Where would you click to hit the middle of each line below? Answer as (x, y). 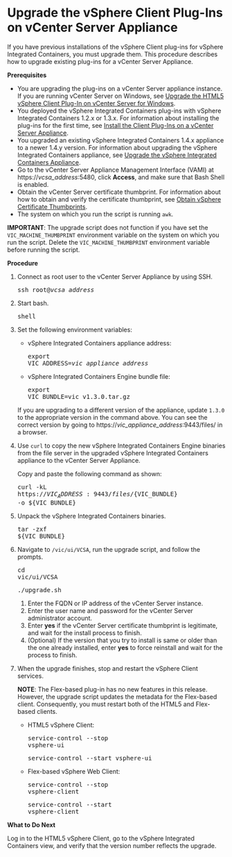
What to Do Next (31, 824)
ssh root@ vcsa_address (56, 289)
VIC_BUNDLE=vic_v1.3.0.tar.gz (79, 397)
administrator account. (60, 618)
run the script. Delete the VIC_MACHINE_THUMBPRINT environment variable (108, 242)
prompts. (30, 557)
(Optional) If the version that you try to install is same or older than (122, 640)
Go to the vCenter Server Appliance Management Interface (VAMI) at (116, 170)
